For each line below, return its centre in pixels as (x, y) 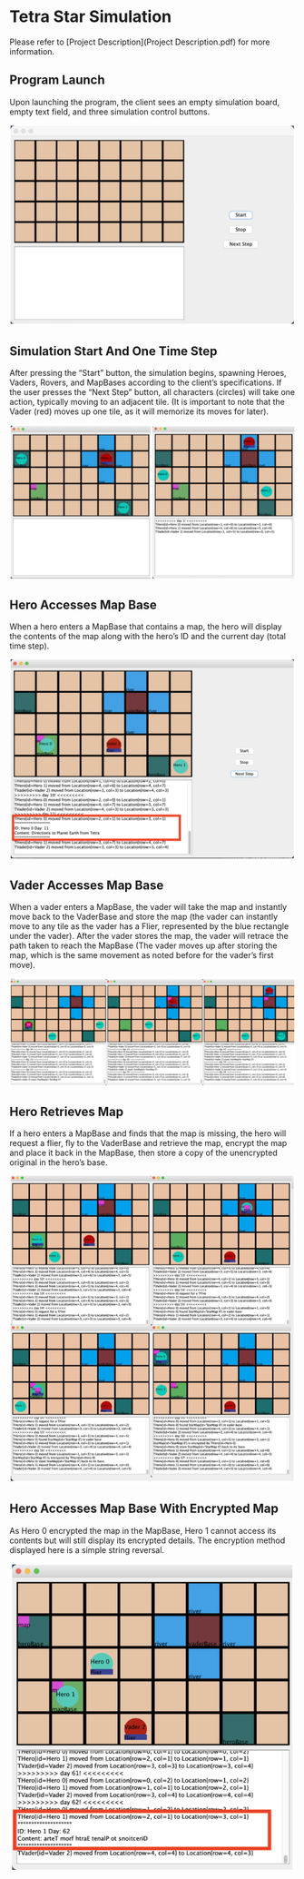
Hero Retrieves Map (67, 1111)
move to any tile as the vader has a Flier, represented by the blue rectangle (149, 926)
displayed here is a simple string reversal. (87, 1549)
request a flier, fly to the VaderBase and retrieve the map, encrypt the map (148, 1143)
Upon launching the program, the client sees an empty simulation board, (144, 102)
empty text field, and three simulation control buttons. (110, 112)
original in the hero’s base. (59, 1162)
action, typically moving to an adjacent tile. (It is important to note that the (147, 401)
